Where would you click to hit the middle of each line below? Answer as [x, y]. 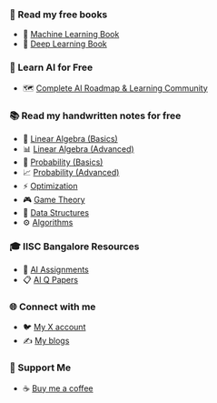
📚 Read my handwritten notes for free [95, 116]
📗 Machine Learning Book [71, 35]
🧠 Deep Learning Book [64, 44]
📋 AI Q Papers [50, 280]
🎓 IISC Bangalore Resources [74, 247]
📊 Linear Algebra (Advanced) [78, 148]
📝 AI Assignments [55, 270]
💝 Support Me [40, 368]
